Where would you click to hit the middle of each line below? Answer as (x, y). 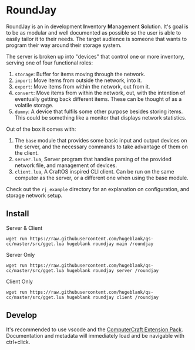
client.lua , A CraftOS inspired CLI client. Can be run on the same (94, 171)
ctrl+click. (18, 342)
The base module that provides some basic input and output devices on (101, 140)
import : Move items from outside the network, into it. (78, 80)
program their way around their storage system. (64, 45)
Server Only (21, 254)
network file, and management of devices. (66, 165)
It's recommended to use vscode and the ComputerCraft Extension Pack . (95, 329)
